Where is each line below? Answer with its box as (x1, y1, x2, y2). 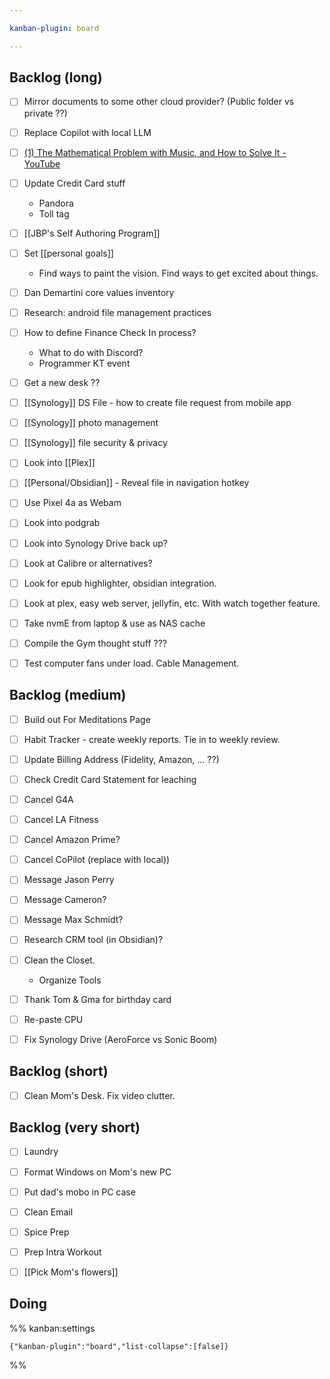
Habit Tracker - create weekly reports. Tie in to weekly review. (23, 733, 281, 745)
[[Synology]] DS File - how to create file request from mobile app (23, 397, 292, 409)
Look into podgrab (23, 517, 101, 529)
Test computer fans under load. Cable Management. (23, 657, 240, 669)
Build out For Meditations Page (23, 713, 151, 725)
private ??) (23, 107, 68, 119)
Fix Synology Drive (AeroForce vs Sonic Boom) (23, 1033, 218, 1045)
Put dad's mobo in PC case (23, 1186, 136, 1198)
